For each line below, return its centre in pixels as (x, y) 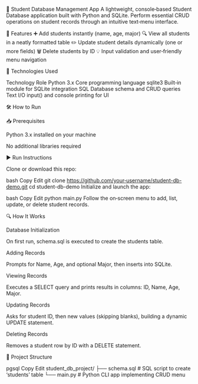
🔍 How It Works (26, 216)
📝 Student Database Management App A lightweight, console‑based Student (99, 9)
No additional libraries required (44, 146)
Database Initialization (33, 230)
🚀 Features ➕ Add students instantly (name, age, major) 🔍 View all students (98, 33)
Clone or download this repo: (41, 169)
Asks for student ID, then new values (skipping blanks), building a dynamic (97, 316)
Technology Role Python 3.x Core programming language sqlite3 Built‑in (94, 82)
